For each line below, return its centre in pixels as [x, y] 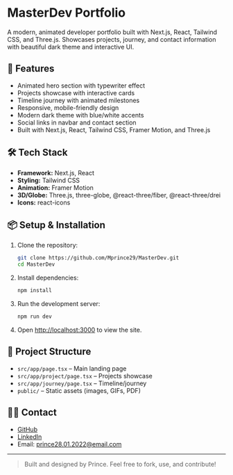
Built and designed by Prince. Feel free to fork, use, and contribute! [120, 464]
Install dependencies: [48, 278]
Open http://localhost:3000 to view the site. [79, 330]
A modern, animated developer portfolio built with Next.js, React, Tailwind [112, 32]
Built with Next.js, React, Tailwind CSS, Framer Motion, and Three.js [114, 129]
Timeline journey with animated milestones [78, 100]
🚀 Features [31, 69]
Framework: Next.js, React [56, 172]
